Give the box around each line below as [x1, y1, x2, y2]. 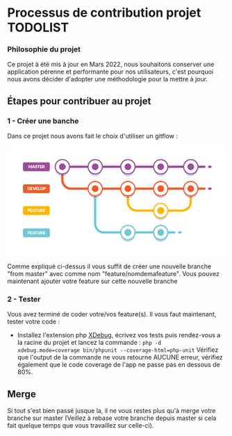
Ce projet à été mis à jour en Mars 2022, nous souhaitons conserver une [7, 60, 215, 69]
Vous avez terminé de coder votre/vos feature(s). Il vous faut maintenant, [7, 310, 217, 318]
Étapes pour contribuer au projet [7, 95, 151, 107]
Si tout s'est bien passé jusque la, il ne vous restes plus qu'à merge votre [7, 406, 216, 414]
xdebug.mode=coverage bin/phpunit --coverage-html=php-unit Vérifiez [17, 346, 219, 354]
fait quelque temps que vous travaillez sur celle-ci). [7, 421, 154, 429]
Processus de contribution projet [7, 5, 201, 21]
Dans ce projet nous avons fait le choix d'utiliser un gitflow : [7, 132, 179, 140]
